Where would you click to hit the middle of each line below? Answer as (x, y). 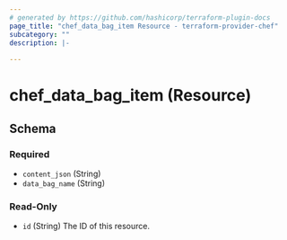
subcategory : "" (39, 34)
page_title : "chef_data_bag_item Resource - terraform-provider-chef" (144, 26)
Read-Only (34, 206)
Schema (33, 128)
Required (30, 154)
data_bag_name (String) (64, 183)
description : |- (39, 43)
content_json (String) (61, 173)
